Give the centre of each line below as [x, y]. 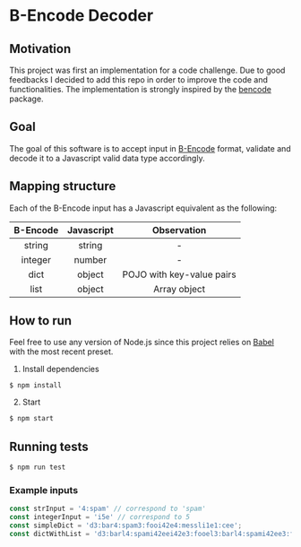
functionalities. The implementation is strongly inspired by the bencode [140, 89]
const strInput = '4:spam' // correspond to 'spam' [107, 509]
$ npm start [31, 419]
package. [26, 99]
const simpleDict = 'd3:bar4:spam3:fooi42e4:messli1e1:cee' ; [126, 525]
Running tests [49, 446]
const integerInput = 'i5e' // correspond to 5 [100, 517]
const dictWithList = [50, 534]
